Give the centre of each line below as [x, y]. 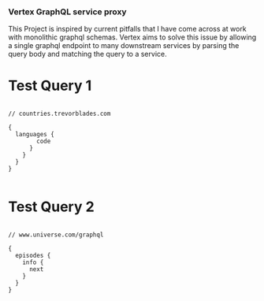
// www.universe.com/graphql [56, 235]
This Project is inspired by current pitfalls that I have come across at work [127, 29]
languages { [35, 135]
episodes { [33, 256]
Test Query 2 [51, 207]
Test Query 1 [50, 86]
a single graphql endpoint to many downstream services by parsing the [124, 46]
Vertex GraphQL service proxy [68, 12]
